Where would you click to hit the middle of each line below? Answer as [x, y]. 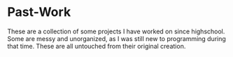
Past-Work [39, 12]
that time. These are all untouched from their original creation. [97, 46]
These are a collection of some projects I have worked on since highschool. [116, 31]
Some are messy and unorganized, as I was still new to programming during [116, 38]
